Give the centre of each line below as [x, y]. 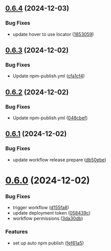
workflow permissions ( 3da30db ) [48, 218]
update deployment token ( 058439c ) [52, 213]
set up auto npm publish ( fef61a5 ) [48, 243]
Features [17, 232]
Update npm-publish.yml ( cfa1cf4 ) [49, 76]
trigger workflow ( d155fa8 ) [41, 207]
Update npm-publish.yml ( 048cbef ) [50, 118]
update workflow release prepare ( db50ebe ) [59, 160]
